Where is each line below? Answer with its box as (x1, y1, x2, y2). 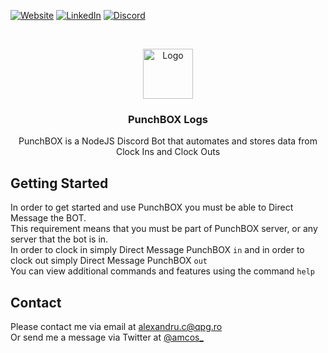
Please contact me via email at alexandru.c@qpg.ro (10, 320, 223, 332)
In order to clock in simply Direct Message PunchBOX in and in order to (10, 244, 305, 256)
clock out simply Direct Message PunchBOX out (10, 255, 208, 267)
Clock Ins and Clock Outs (115, 146, 221, 158)
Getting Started (10, 175, 109, 192)
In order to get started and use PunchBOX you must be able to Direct (10, 201, 294, 214)
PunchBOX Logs (127, 112, 209, 126)
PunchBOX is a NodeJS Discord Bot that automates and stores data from (18, 135, 318, 147)
